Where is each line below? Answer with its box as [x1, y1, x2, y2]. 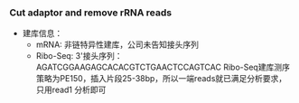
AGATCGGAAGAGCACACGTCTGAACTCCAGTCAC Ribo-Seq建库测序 [35, 61, 291, 73]
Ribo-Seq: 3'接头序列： [35, 51, 123, 61]
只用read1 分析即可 [35, 84, 107, 96]
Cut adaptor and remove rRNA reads [9, 6, 173, 19]
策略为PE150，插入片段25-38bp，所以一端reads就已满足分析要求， [35, 73, 287, 84]
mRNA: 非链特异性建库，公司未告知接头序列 [35, 39, 200, 51]
